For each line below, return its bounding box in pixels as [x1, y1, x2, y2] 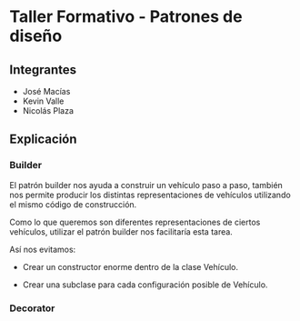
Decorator [9, 302, 55, 315]
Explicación [9, 132, 77, 147]
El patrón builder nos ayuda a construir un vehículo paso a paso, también [9, 179, 284, 190]
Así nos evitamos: [9, 244, 76, 255]
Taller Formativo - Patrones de [9, 6, 243, 27]
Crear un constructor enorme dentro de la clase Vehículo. [22, 261, 239, 272]
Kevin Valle [22, 95, 65, 106]
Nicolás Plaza [22, 105, 75, 115]
